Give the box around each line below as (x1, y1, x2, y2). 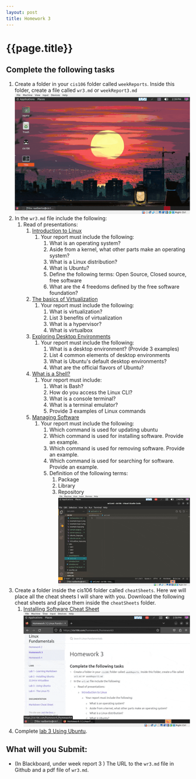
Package (58, 476, 79, 483)
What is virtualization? (49, 308, 103, 315)
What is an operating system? (49, 240, 121, 247)
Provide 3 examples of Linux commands (49, 407, 146, 415)
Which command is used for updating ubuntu (49, 426, 158, 433)
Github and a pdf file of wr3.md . (14, 766, 89, 773)
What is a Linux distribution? (49, 258, 118, 266)
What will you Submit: (6, 744, 87, 754)
